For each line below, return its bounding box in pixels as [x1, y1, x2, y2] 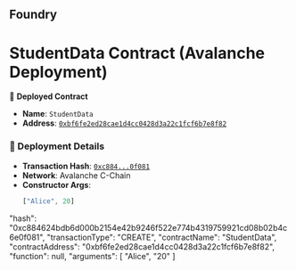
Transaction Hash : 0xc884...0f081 [21, 160, 150, 171]
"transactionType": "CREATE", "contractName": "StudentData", [46, 232, 277, 242]
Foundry [9, 7, 58, 22]
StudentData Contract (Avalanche [9, 43, 266, 63]
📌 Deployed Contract [9, 91, 88, 102]
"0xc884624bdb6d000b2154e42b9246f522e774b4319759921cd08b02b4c [9, 222, 288, 233]
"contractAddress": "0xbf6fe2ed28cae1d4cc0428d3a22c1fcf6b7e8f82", [9, 241, 275, 252]
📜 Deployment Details [9, 140, 105, 152]
